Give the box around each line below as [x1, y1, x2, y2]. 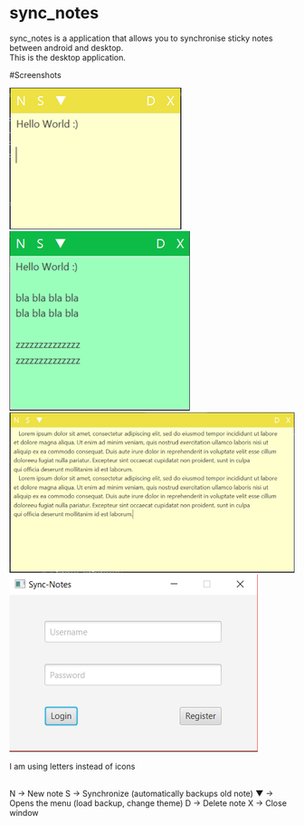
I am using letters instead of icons [9, 761, 136, 772]
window [9, 808, 39, 819]
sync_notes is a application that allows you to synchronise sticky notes [9, 33, 273, 44]
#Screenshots [9, 69, 62, 80]
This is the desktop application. [9, 52, 127, 63]
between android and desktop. [9, 42, 124, 53]
